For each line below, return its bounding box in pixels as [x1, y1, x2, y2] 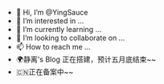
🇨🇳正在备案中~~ [15, 67, 74, 76]
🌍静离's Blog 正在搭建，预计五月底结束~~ [15, 54, 157, 64]
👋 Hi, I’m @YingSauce [15, 8, 88, 17]
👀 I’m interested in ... [15, 16, 84, 26]
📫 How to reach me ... [15, 42, 91, 51]
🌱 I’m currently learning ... [15, 25, 102, 34]
